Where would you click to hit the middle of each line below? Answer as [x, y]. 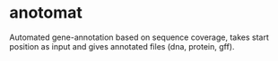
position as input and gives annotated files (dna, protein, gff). [122, 46]
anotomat [46, 13]
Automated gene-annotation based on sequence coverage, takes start [139, 37]
